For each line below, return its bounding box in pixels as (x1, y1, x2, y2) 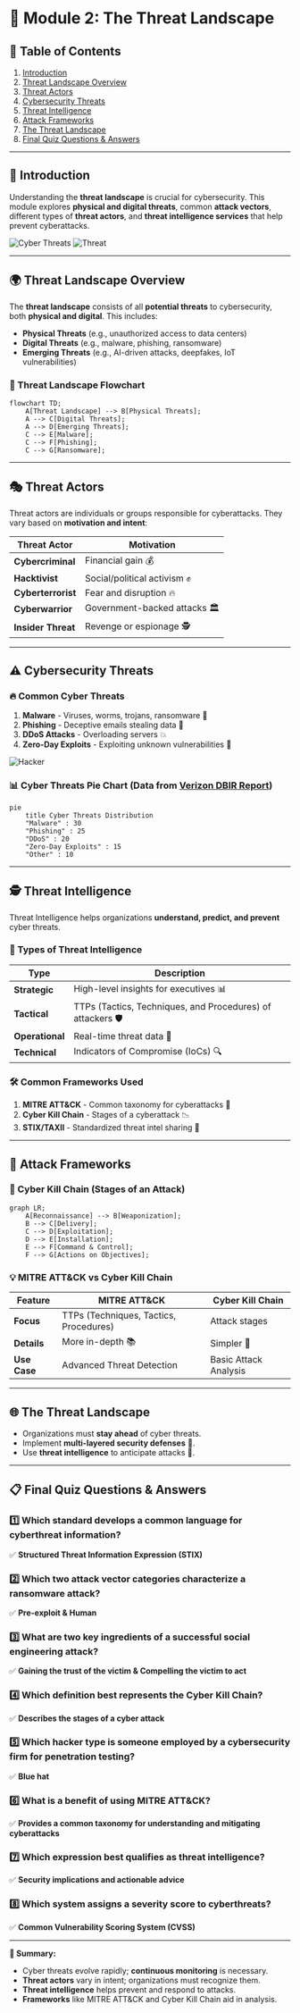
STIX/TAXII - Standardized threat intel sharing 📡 (21, 1122, 200, 1133)
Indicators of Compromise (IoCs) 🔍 (73, 1044, 222, 1057)
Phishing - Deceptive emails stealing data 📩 (21, 719, 185, 731)
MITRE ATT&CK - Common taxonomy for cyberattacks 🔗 (21, 1099, 231, 1111)
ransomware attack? (9, 1587, 101, 1599)
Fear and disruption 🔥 (84, 586, 176, 599)
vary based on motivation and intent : (9, 517, 148, 528)
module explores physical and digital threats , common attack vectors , (9, 201, 272, 212)
